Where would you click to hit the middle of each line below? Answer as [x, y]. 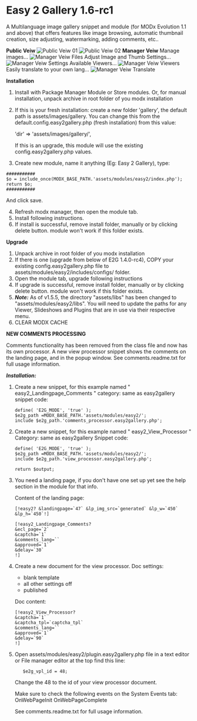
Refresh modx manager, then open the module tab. [76, 212]
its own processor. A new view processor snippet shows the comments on [96, 351]
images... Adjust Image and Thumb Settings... [89, 57]
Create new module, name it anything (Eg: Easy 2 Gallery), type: [92, 163]
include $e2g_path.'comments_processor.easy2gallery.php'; [89, 420]
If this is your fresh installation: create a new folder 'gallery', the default [101, 110]
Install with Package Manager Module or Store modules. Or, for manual [100, 92]
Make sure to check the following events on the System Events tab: [96, 693]
